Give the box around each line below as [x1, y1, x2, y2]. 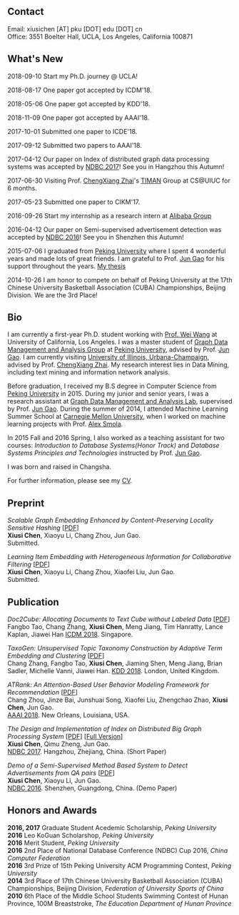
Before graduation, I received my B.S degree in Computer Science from [7, 382, 217, 391]
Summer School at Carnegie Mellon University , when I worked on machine [7, 412, 226, 421]
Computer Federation [7, 854, 71, 862]
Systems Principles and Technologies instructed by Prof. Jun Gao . [7, 449, 202, 457]
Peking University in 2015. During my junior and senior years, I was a [7, 389, 209, 398]
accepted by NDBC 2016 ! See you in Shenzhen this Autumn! [7, 232, 184, 241]
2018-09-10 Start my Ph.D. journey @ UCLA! [7, 71, 138, 81]
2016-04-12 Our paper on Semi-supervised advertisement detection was [7, 225, 222, 234]
